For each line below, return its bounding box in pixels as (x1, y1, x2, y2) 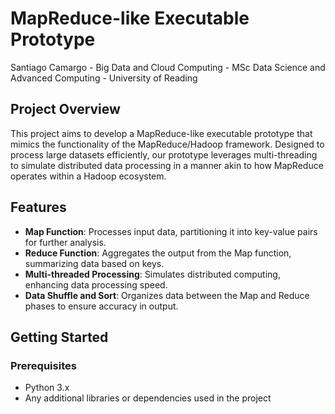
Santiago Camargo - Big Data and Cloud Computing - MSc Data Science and (10, 61, 326, 73)
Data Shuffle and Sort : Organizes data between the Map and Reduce (24, 289, 310, 301)
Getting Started (10, 328, 109, 346)
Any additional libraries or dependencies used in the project (24, 392, 272, 404)
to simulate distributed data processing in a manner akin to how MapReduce (10, 159, 324, 171)
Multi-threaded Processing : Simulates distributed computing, (24, 268, 281, 280)
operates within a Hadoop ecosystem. (10, 170, 167, 182)
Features (10, 199, 67, 216)
